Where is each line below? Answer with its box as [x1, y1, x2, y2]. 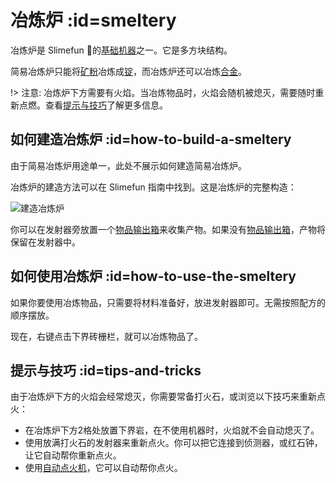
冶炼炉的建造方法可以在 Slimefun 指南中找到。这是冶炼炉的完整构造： [10, 181, 297, 193]
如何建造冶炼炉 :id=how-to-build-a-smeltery [10, 131, 292, 148]
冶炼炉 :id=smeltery [10, 9, 177, 32]
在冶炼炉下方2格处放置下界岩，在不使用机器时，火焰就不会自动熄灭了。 [24, 424, 320, 436]
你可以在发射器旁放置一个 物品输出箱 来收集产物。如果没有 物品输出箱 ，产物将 [10, 223, 326, 235]
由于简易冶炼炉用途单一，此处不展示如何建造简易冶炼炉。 [10, 159, 247, 171]
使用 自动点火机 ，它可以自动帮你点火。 [24, 462, 183, 474]
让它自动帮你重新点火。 [24, 449, 122, 461]
